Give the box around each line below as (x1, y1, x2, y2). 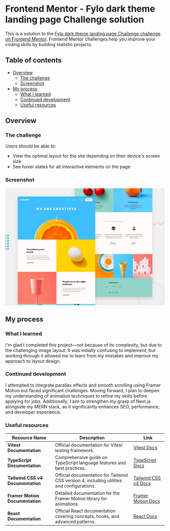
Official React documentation (55, 508, 116, 514)
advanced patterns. (55, 518, 96, 524)
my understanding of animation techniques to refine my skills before (5, 393, 148, 399)
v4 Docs (133, 480, 151, 486)
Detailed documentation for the (55, 490, 120, 496)
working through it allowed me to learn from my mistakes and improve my (5, 353, 159, 359)
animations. (55, 501, 79, 507)
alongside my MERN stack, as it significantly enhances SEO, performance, (5, 403, 160, 409)
